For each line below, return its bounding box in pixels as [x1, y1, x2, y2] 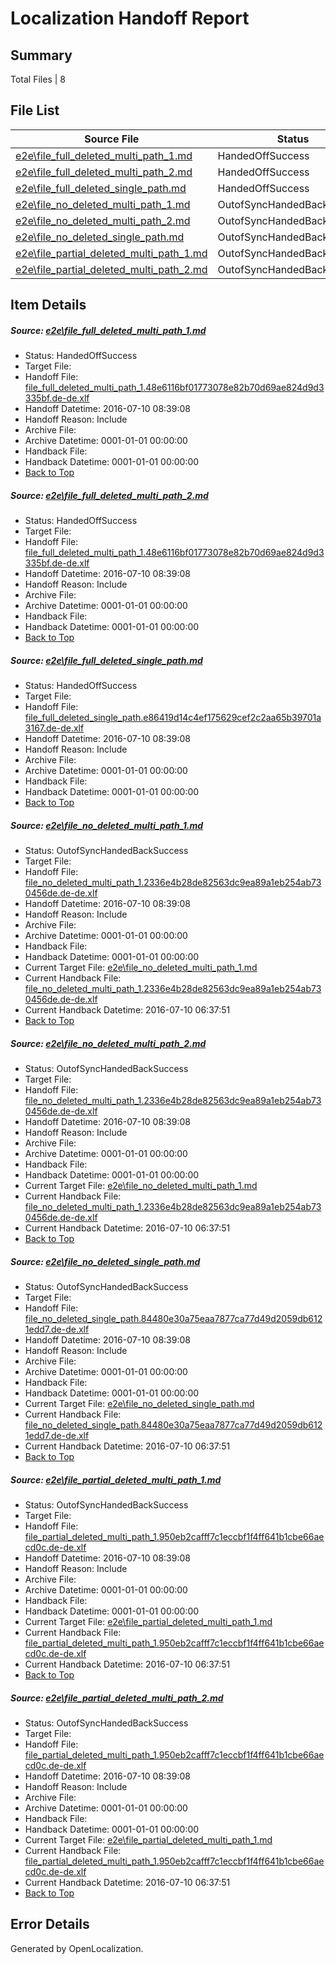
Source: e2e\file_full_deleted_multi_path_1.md [10, 324, 207, 336]
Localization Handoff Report [10, 7, 250, 30]
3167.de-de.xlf [24, 722, 85, 734]
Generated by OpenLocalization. [10, 1942, 144, 1954]
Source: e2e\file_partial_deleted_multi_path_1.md [10, 1473, 222, 1486]
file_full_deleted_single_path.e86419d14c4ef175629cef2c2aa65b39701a [24, 712, 322, 724]
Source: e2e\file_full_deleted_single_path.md [10, 654, 203, 666]
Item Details [10, 297, 87, 314]
